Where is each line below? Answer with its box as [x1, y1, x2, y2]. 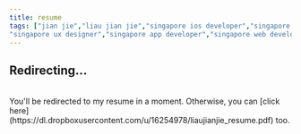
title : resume [9, 13, 63, 22]
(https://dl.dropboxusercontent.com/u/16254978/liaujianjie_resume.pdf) [9, 115, 274, 126]
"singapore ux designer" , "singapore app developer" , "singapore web [9, 29, 267, 38]
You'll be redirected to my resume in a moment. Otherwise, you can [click [9, 96, 280, 107]
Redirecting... [9, 63, 88, 78]
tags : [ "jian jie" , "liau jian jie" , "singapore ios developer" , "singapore [9, 21, 291, 30]
